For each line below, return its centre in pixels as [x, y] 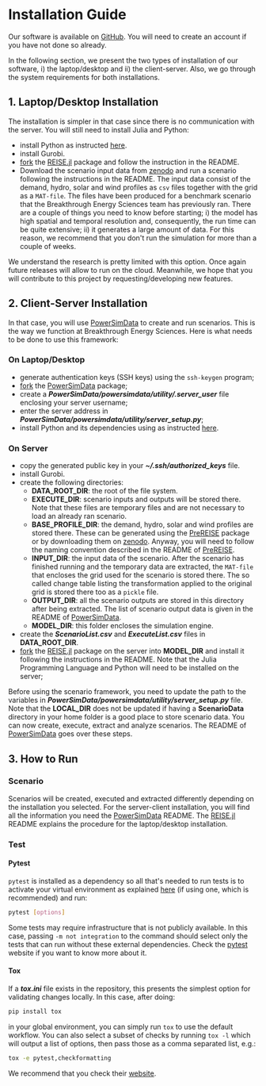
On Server [28, 448]
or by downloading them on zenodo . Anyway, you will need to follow [143, 542]
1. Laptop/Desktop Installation [84, 102]
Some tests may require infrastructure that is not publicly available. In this [128, 927]
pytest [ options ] [37, 912]
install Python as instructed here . [73, 145]
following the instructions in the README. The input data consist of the [135, 178]
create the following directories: [72, 482]
